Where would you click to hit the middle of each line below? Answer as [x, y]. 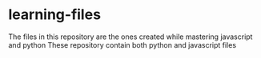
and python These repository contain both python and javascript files [122, 44]
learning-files [55, 15]
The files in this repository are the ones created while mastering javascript [130, 37]
